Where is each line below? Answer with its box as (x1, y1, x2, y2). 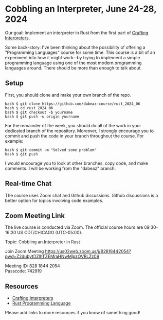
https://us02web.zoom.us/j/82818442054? (45, 249, 131, 254)
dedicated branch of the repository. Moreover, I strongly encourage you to (5, 128, 154, 134)
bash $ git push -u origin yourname (5, 114, 79, 119)
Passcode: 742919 (5, 268, 42, 274)
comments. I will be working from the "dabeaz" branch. (5, 165, 116, 171)
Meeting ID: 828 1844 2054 (5, 263, 60, 269)
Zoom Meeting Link (5, 211, 65, 219)
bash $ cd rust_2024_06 (5, 105, 54, 110)
